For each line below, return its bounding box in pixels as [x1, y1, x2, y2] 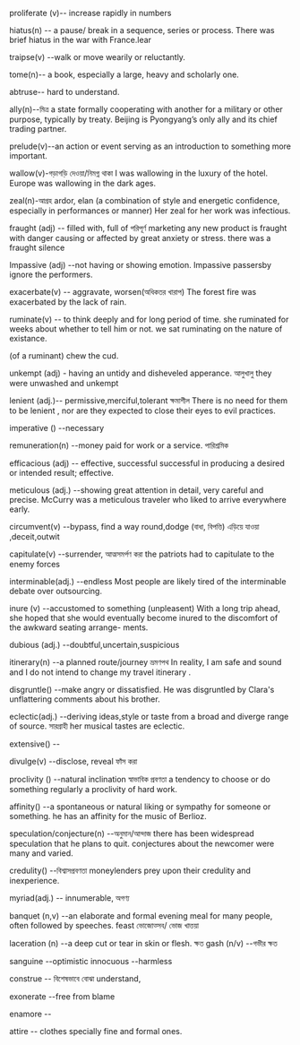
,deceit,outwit [9, 531, 60, 541]
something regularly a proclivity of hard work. [9, 784, 177, 794]
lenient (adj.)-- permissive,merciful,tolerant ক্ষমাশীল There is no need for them [9, 395, 288, 406]
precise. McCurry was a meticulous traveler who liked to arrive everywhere [9, 495, 287, 505]
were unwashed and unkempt [9, 378, 119, 388]
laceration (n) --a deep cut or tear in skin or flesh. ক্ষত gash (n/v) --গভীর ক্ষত [9, 938, 278, 948]
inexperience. [9, 876, 60, 885]
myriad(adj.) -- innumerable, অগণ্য [9, 893, 130, 903]
